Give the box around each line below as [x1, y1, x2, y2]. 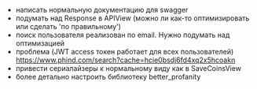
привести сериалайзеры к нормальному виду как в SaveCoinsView [15, 64, 242, 72]
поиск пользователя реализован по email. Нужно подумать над [15, 30, 230, 39]
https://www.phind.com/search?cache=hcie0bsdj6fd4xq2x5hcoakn [15, 55, 236, 65]
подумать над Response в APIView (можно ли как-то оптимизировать [15, 13, 250, 23]
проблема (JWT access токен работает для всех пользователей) [15, 47, 234, 56]
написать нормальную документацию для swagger [15, 6, 189, 14]
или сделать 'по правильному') [15, 22, 122, 31]
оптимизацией [15, 39, 65, 48]
